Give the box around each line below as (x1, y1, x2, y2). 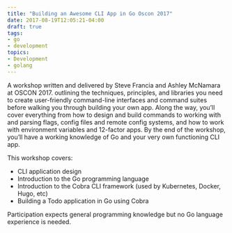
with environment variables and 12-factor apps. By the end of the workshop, (7, 125, 226, 134)
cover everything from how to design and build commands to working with (7, 111, 222, 119)
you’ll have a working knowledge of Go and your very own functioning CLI (7, 133, 220, 141)
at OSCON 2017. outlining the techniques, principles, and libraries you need (7, 88, 223, 97)
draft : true (7, 23, 42, 30)
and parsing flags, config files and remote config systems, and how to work (7, 118, 224, 126)
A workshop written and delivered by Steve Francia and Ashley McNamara (7, 81, 221, 89)
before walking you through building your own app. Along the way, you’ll (7, 103, 215, 111)
